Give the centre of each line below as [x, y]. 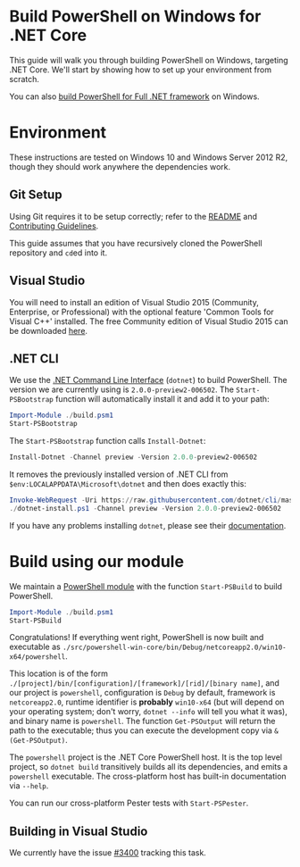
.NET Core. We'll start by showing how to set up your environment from [141, 70]
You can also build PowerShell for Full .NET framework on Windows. [135, 96]
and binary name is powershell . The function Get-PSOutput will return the [142, 721]
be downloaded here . [48, 330]
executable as [35, 647]
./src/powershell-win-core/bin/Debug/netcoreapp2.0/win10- [175, 648]
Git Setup [36, 195]
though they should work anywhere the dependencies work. [120, 166]
